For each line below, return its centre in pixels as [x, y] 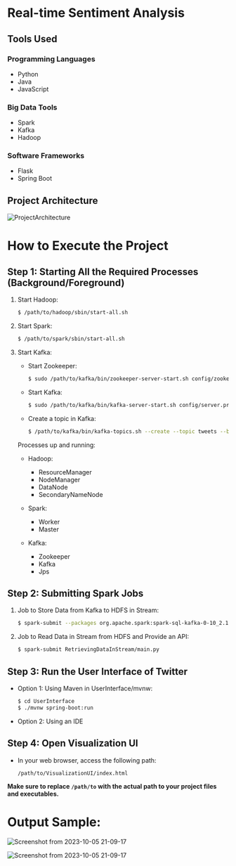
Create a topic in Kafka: [62, 418]
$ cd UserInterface [46, 702]
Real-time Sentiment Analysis [96, 13]
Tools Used [32, 39]
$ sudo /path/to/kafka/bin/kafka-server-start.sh [102, 405]
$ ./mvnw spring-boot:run [55, 708]
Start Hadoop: [38, 299]
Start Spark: [35, 326]
